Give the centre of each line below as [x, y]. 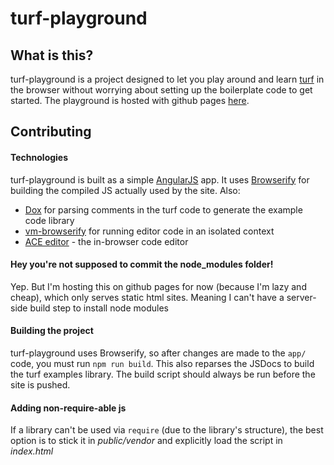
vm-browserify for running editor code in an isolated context [149, 231]
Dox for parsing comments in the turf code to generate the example [163, 209]
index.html [32, 451]
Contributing [51, 132]
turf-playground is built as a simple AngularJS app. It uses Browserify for [160, 179]
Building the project [52, 331]
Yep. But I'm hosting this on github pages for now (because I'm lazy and [158, 286]
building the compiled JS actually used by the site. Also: [125, 190]
